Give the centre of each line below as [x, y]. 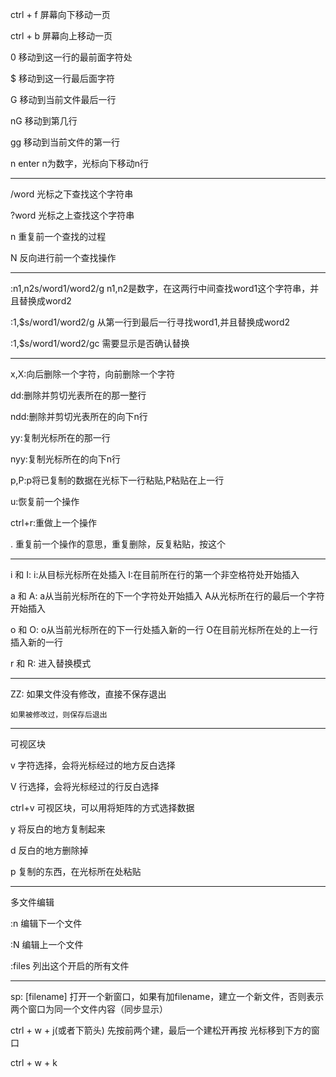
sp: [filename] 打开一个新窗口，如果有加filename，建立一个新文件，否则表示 [167, 996]
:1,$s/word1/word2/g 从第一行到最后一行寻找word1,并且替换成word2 [150, 322]
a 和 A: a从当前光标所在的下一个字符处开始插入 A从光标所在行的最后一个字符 [167, 596]
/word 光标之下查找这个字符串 [72, 194]
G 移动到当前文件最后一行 [63, 99]
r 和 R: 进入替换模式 [51, 663]
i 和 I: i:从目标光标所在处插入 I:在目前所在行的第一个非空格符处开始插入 [155, 574]
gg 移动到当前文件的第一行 [65, 142]
